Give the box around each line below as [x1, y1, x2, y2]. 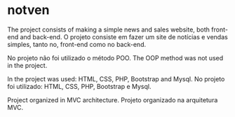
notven [7, 2, 50, 18]
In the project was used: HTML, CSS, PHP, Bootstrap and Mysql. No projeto [7, 74, 225, 83]
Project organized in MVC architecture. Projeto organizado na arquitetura [7, 95, 218, 104]
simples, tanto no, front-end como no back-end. [7, 40, 146, 48]
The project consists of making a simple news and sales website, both [7, 25, 210, 34]
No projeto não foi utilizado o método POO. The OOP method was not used [7, 53, 224, 62]
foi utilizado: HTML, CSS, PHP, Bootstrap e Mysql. [7, 82, 152, 90]
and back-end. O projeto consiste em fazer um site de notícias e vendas [20, 32, 228, 41]
